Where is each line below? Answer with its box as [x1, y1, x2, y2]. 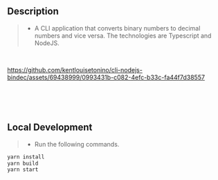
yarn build [7, 160, 39, 167]
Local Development [7, 122, 93, 133]
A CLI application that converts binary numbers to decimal [34, 24, 201, 32]
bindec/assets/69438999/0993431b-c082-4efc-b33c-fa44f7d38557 [7, 73, 206, 81]
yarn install [7, 153, 45, 161]
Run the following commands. [34, 140, 120, 148]
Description [7, 6, 59, 17]
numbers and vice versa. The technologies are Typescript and [34, 31, 212, 40]
